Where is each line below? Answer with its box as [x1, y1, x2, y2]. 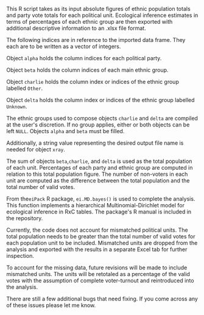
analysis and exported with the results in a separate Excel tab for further [6, 246, 188, 253]
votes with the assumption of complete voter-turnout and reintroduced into [6, 277, 194, 284]
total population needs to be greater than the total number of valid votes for [6, 233, 196, 240]
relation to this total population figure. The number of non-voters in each [6, 170, 188, 178]
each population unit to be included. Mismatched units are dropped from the [6, 240, 198, 246]
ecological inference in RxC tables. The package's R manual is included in [6, 208, 192, 215]
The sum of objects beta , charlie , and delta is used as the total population [6, 157, 192, 165]
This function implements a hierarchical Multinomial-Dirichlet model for [6, 202, 185, 209]
